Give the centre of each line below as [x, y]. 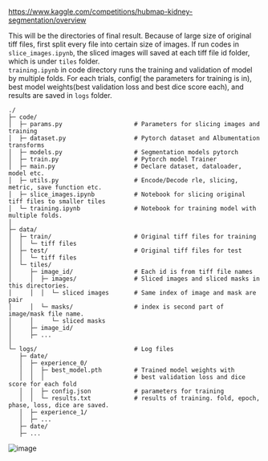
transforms [26, 145]
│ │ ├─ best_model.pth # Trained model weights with [127, 370]
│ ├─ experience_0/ [53, 363]
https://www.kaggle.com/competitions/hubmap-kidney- [101, 12]
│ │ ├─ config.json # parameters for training [122, 391]
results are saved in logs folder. [60, 95]
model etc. [26, 173]
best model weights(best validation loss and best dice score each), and [126, 87]
